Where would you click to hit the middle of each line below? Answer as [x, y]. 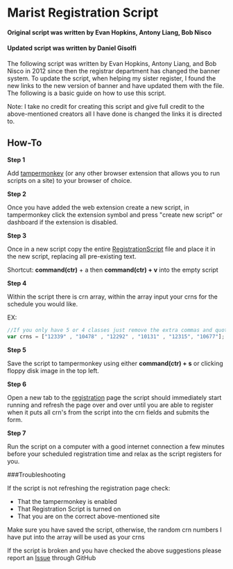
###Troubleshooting [36, 474]
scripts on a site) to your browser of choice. [70, 180]
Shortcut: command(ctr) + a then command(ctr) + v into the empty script [113, 270]
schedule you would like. [43, 304]
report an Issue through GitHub [52, 558]
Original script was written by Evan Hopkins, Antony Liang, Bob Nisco [109, 32]
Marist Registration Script [83, 13]
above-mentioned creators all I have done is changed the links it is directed [115, 114]
